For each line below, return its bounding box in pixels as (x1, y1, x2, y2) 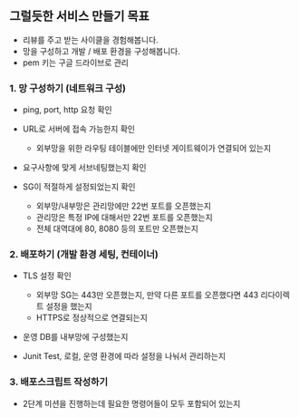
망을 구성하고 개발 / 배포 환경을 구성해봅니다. (22, 45, 181, 56)
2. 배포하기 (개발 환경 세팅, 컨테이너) (9, 248, 159, 261)
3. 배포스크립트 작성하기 (9, 375, 109, 388)
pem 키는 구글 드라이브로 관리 (22, 57, 130, 68)
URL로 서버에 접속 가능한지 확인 (22, 123, 136, 134)
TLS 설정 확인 (22, 270, 72, 281)
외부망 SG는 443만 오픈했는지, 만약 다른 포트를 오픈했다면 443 (35, 289, 259, 301)
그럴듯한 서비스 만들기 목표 (9, 8, 149, 24)
